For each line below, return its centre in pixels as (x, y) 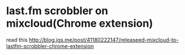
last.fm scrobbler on (57, 11)
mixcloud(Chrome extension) (79, 23)
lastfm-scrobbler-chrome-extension (50, 46)
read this (17, 40)
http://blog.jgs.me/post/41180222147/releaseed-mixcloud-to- (104, 40)
